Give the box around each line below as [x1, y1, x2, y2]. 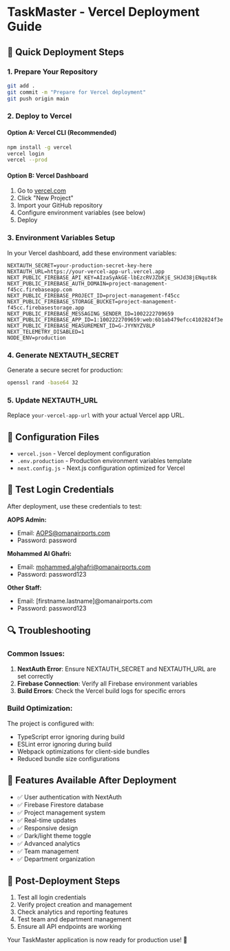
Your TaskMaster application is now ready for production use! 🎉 [7, 936, 188, 944]
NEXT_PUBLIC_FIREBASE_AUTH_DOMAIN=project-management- [7, 280, 168, 287]
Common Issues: [7, 649, 65, 659]
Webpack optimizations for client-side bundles [17, 747, 150, 756]
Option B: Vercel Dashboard [7, 171, 89, 180]
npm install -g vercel [7, 144, 72, 151]
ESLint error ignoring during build [17, 740, 112, 748]
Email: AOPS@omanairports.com [17, 528, 110, 537]
